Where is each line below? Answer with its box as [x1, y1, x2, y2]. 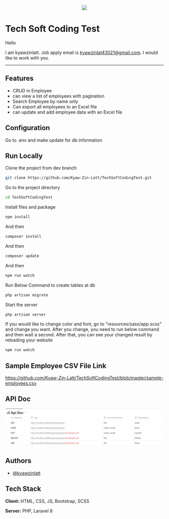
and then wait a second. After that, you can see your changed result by [5, 332, 152, 338]
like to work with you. [5, 54, 49, 61]
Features [5, 74, 34, 83]
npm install [5, 214, 30, 219]
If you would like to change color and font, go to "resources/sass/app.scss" [5, 321, 162, 327]
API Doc [5, 395, 31, 403]
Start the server [5, 302, 38, 308]
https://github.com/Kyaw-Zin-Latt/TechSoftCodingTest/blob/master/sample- [5, 375, 164, 381]
